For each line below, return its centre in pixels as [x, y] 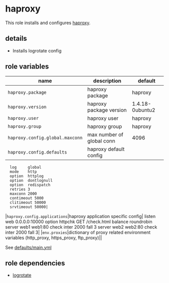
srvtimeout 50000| [29, 207]
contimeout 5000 [27, 198]
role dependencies [35, 263]
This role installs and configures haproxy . [48, 23]
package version [107, 110]
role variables [27, 67]
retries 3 [20, 189]
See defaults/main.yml [28, 247]
